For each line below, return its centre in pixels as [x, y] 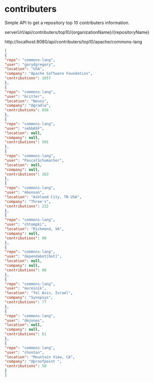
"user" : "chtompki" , [26, 225]
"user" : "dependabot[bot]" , [33, 257]
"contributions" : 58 [26, 366]
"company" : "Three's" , [28, 202]
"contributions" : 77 [26, 302]
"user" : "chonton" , [25, 353]
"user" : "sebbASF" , [25, 128]
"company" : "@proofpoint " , [33, 362]
